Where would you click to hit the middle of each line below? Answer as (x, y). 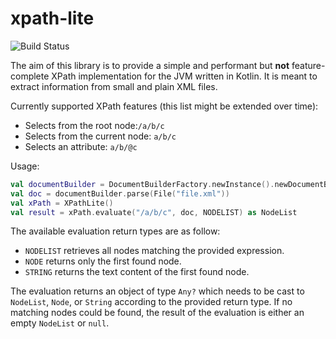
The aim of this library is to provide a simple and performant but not (150, 65)
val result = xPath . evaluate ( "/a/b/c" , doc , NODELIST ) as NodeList (154, 212)
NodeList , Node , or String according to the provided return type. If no (151, 302)
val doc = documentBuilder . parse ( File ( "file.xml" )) (120, 193)
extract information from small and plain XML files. (114, 86)
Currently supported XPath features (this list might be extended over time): (164, 106)
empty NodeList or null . (60, 323)
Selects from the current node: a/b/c (100, 136)
